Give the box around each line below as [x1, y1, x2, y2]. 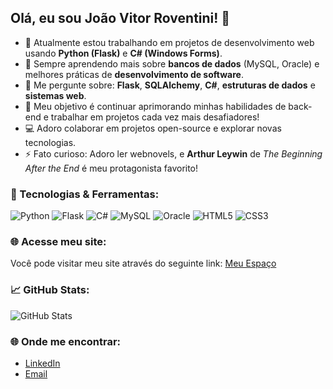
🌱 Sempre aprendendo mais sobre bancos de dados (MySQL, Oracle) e [24, 57, 320, 70]
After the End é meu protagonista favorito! [24, 162, 199, 174]
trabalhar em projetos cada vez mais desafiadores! [50, 111, 260, 123]
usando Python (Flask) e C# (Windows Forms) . [24, 47, 223, 59]
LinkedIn [24, 357, 61, 369]
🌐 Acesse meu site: [10, 235, 107, 249]
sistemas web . [24, 89, 87, 101]
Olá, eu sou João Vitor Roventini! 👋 [10, 10, 231, 27]
